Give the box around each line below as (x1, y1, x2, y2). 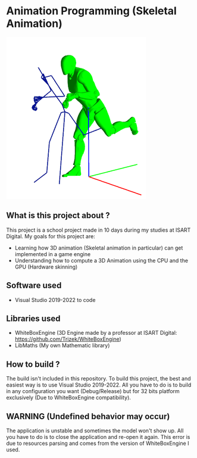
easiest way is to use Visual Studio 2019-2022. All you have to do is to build (6, 381, 192, 388)
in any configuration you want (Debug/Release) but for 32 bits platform (6, 388, 180, 395)
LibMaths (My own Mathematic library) (14, 342, 110, 349)
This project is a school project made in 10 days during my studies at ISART (6, 226, 191, 233)
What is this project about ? (6, 210, 110, 221)
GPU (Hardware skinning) (14, 263, 78, 270)
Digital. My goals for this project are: (6, 232, 95, 239)
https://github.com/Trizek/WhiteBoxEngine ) (14, 335, 122, 343)
